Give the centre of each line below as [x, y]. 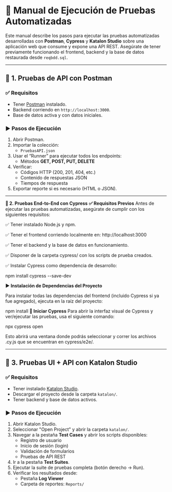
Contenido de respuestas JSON [54, 178]
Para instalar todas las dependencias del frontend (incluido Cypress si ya [82, 296]
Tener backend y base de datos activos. [55, 399]
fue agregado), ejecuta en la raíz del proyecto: [54, 301]
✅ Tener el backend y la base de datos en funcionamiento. [67, 245]
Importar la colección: [36, 145]
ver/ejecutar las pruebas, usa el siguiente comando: [60, 316]
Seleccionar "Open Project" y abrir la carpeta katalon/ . [71, 429]
